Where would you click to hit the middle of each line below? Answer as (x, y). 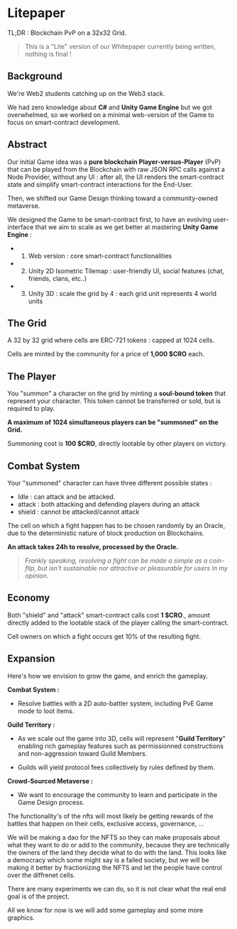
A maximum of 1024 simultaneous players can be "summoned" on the (113, 422)
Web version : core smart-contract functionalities (100, 255)
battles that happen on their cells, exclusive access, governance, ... (106, 823)
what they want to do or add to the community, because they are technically (118, 845)
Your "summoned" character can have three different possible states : (110, 483)
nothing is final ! (48, 54)
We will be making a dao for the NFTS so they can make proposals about (114, 837)
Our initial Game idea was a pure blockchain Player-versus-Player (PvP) (114, 162)
